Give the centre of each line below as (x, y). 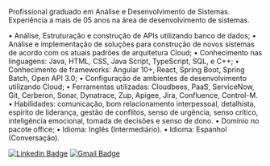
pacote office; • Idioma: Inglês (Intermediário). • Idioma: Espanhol (118, 129)
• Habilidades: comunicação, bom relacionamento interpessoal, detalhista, (132, 104)
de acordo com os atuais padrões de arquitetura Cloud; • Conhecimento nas (135, 53)
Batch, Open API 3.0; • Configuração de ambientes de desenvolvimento (128, 78)
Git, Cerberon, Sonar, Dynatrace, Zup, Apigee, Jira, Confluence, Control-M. (133, 95)
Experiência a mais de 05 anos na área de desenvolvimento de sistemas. (129, 20)
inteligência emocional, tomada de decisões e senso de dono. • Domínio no (134, 121)
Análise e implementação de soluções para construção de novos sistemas (132, 44)
